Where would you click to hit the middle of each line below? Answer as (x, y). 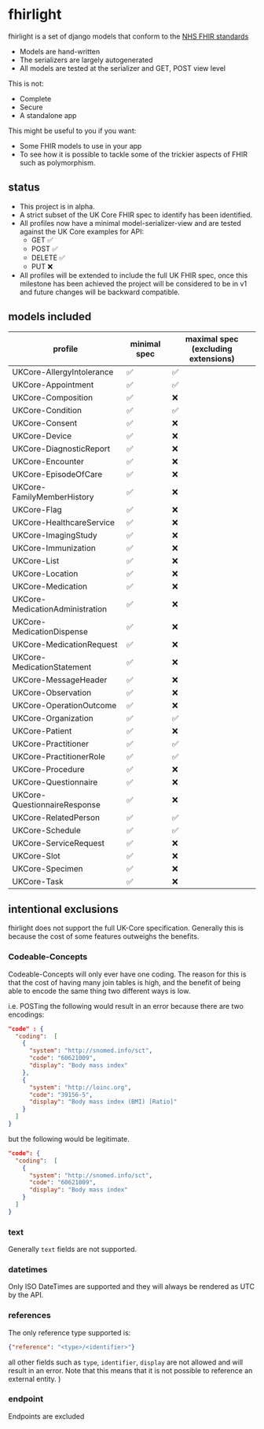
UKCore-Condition (47, 410)
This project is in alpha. (57, 206)
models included (50, 317)
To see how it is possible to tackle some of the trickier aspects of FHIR (133, 154)
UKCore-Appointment (53, 385)
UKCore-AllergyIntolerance (63, 371)
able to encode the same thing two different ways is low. (99, 991)
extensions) (212, 358)
